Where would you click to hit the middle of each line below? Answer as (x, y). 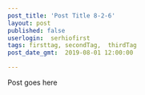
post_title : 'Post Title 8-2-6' (61, 16)
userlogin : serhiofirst (49, 38)
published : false (36, 30)
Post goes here (32, 82)
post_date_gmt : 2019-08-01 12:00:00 (70, 53)
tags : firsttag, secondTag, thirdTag (72, 46)
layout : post (29, 23)
